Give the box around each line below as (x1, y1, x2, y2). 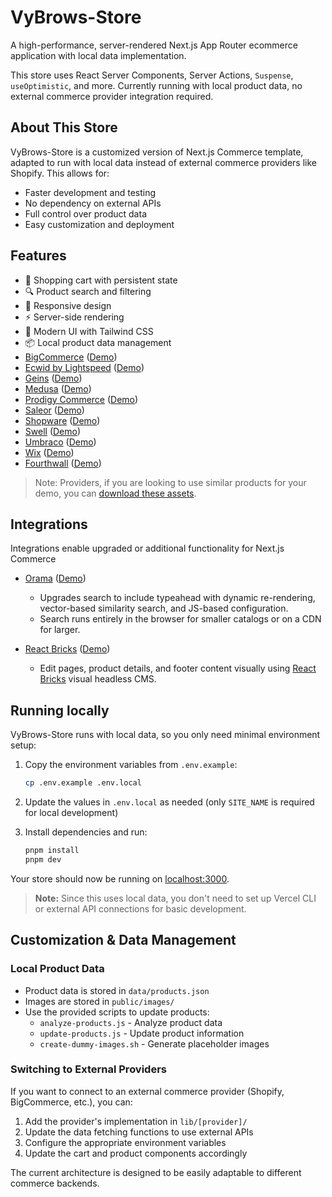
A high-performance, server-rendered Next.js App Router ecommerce (10, 39, 298, 51)
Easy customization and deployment (24, 218, 175, 230)
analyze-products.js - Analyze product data (39, 1016, 223, 1028)
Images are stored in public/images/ (24, 995, 175, 1007)
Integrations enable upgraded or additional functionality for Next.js (10, 542, 285, 555)
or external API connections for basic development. (34, 902, 247, 915)
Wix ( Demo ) (24, 446, 75, 458)
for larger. (39, 624, 81, 636)
